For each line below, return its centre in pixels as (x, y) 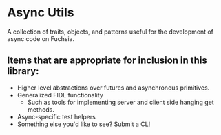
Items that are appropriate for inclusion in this (107, 61)
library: (23, 71)
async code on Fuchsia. (41, 38)
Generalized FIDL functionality (60, 95)
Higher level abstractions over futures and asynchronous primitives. (113, 88)
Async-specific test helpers (56, 116)
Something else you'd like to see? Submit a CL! (84, 124)
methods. (41, 109)
